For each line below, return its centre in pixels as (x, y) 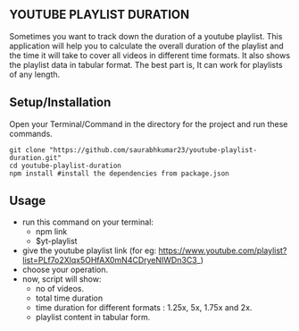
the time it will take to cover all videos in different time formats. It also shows (150, 55)
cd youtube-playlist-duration (66, 165)
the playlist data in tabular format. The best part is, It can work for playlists (146, 64)
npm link (51, 232)
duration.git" (36, 157)
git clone (28, 150)
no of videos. (60, 289)
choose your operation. (65, 270)
